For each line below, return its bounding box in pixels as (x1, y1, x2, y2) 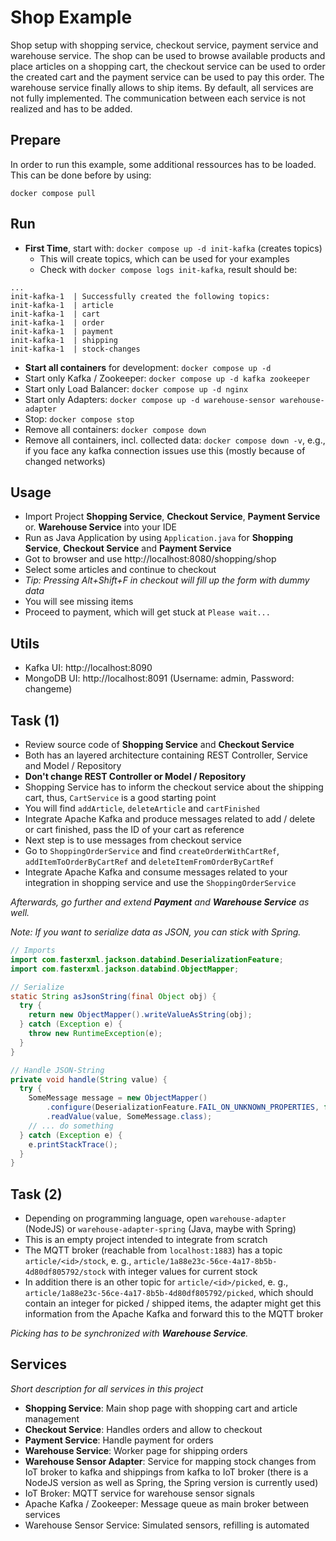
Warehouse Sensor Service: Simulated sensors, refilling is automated (24, 1519, 310, 1531)
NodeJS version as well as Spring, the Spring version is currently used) (24, 1476, 319, 1488)
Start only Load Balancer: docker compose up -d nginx (24, 382, 249, 395)
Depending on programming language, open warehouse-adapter (24, 1212, 287, 1225)
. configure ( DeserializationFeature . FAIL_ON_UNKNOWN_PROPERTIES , (46, 1102, 320, 1113)
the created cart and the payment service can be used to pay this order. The (10, 71, 325, 83)
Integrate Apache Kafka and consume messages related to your (24, 866, 288, 878)
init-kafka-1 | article (10, 300, 114, 310)
